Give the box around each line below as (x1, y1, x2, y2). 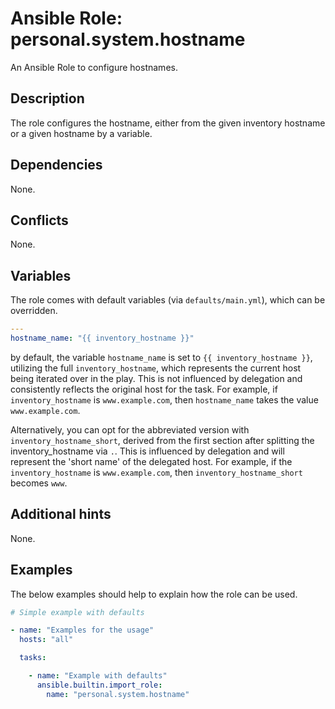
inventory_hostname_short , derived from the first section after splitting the (10, 434, 315, 446)
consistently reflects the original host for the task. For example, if (10, 383, 278, 395)
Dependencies (10, 157, 103, 174)
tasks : (19, 653, 47, 663)
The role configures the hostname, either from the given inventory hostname (10, 117, 326, 129)
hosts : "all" (19, 635, 74, 645)
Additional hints (10, 506, 112, 523)
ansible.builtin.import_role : (36, 680, 163, 690)
